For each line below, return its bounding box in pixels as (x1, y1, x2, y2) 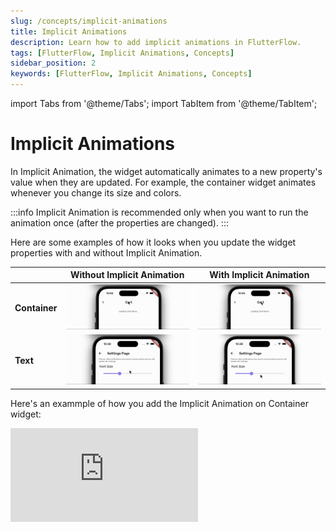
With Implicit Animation (209, 269, 310, 281)
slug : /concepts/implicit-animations (10, 16, 168, 26)
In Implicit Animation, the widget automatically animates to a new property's (10, 165, 323, 177)
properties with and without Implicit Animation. (10, 246, 203, 259)
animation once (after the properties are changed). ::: (10, 216, 230, 229)
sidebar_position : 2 (10, 58, 97, 69)
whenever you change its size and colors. (10, 186, 182, 199)
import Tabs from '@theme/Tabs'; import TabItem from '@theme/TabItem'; (10, 98, 318, 109)
